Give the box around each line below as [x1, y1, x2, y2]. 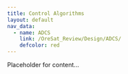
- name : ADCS [13, 29, 51, 36]
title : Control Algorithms [7, 10, 85, 17]
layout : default [7, 16, 54, 23]
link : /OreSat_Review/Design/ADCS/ [19, 36, 122, 42]
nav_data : [7, 23, 36, 29]
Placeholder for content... [7, 61, 79, 69]
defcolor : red [19, 42, 60, 49]
